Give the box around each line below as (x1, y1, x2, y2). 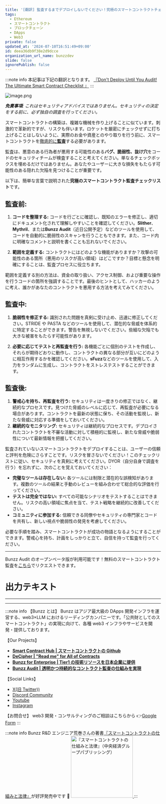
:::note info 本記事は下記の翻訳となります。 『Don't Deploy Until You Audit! (5, 77, 157, 83)
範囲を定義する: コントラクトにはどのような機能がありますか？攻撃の (12, 249, 154, 255)
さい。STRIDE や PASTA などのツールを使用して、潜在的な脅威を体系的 (12, 320, 157, 327)
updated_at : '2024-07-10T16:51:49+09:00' (5, 44, 92, 49)
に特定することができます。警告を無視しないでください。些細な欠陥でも (12, 327, 159, 332)
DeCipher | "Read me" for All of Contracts (12, 653, 100, 659)
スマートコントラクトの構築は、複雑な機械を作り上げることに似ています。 (5, 120, 157, 126)
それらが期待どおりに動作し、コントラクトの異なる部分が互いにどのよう (12, 349, 160, 355)
